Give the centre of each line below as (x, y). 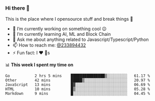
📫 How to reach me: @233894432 (49, 45)
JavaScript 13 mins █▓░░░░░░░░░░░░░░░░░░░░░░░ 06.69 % (78, 85)
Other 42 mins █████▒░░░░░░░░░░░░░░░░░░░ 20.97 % (78, 80)
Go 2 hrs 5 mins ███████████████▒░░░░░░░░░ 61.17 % (78, 76)
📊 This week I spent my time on (39, 65)
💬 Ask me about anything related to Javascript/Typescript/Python (81, 39)
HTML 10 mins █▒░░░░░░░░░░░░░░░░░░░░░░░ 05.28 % (78, 89)
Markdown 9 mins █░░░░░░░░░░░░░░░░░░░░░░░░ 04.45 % (78, 94)
